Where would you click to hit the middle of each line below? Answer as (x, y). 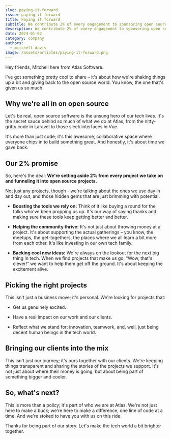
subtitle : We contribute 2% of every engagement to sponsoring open (79, 24)
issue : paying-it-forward (33, 15)
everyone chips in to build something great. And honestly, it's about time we (85, 142)
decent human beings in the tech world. (54, 332)
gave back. (17, 148)
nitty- (150, 121)
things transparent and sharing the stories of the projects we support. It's (82, 366)
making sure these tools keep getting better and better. (70, 217)
